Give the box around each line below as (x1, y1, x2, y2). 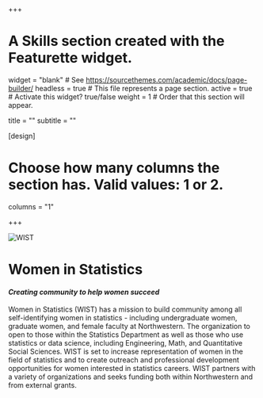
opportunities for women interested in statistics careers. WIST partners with (8, 364, 256, 373)
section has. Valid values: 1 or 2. (8, 176, 224, 194)
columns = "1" (8, 201, 54, 211)
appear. (8, 100, 33, 109)
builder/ (8, 83, 34, 93)
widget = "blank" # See (8, 75, 85, 84)
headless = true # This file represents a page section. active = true (35, 83, 253, 93)
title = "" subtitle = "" (8, 116, 77, 125)
